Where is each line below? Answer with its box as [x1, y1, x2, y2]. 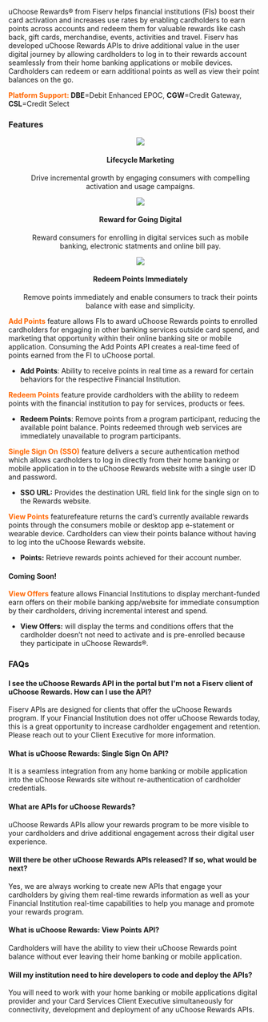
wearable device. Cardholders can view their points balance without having [8, 528, 257, 538]
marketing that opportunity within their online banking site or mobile [8, 333, 232, 343]
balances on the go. [8, 75, 74, 84]
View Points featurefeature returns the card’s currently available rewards [8, 511, 250, 521]
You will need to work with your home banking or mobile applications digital [8, 988, 258, 997]
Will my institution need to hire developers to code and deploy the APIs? [8, 970, 253, 980]
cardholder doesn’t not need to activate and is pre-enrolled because [19, 630, 246, 640]
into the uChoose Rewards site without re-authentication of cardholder [8, 775, 242, 785]
